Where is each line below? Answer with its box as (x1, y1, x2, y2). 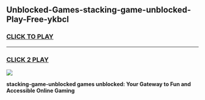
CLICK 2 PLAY (6, 55, 49, 64)
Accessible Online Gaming (6, 87, 75, 94)
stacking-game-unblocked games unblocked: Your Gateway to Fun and (6, 80, 191, 87)
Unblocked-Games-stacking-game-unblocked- (6, 5, 191, 15)
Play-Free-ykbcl (6, 15, 69, 25)
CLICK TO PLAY (6, 33, 54, 41)
